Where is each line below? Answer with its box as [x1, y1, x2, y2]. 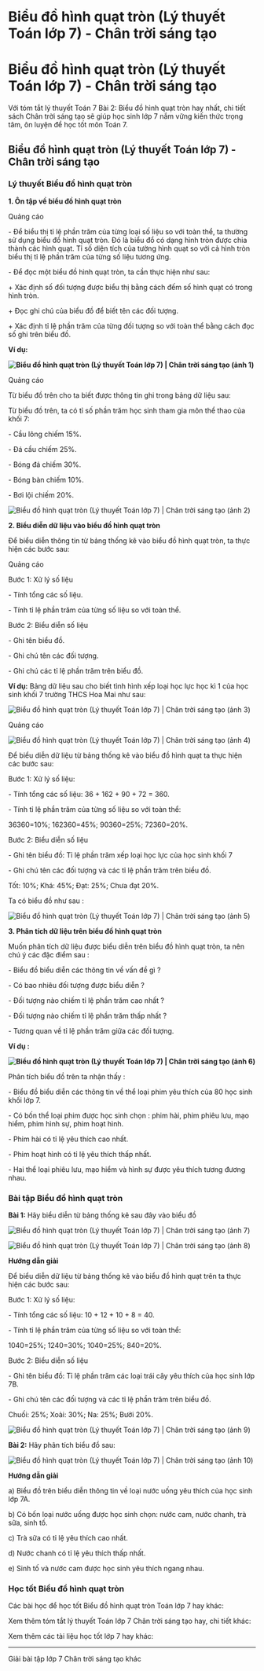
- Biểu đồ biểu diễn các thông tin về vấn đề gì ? [8, 965, 161, 975]
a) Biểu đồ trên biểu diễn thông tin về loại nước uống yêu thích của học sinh [8, 1486, 253, 1496]
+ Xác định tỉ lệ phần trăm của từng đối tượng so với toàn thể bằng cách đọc [8, 321, 255, 330]
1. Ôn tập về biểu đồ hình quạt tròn [8, 196, 122, 206]
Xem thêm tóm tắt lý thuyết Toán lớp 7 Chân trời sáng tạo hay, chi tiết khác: [8, 1616, 251, 1626]
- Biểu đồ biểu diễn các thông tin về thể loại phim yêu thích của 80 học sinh [8, 1087, 253, 1096]
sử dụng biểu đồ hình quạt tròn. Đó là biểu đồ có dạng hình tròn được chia [8, 235, 247, 244]
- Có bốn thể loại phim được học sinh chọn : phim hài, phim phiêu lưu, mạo [8, 1111, 250, 1120]
